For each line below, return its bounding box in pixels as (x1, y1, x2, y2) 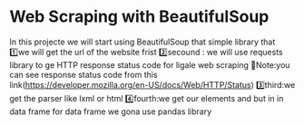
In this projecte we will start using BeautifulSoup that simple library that (9, 36, 276, 47)
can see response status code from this (9, 69, 158, 80)
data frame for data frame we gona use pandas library (9, 106, 212, 117)
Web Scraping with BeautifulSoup (9, 6, 270, 27)
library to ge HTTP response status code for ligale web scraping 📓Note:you (9, 59, 290, 70)
